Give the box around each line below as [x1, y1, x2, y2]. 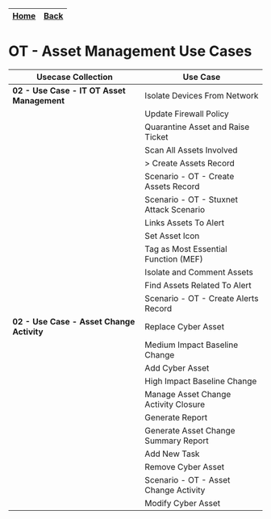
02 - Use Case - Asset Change [12, 316, 135, 327]
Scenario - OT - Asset [144, 474, 231, 485]
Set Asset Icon [144, 230, 200, 241]
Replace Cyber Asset [144, 320, 224, 332]
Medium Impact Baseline [144, 339, 239, 350]
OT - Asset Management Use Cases [8, 42, 252, 61]
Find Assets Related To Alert [144, 279, 252, 291]
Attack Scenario [144, 203, 206, 215]
